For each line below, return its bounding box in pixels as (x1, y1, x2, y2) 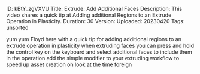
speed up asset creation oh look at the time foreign (6, 61, 132, 68)
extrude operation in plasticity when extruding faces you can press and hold (6, 42, 195, 49)
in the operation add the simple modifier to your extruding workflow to (6, 55, 180, 61)
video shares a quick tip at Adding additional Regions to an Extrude (6, 11, 172, 18)
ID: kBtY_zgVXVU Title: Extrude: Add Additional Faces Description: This (6, 5, 183, 12)
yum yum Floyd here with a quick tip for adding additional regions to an (6, 36, 181, 42)
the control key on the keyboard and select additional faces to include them (6, 48, 193, 55)
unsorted (6, 24, 29, 31)
